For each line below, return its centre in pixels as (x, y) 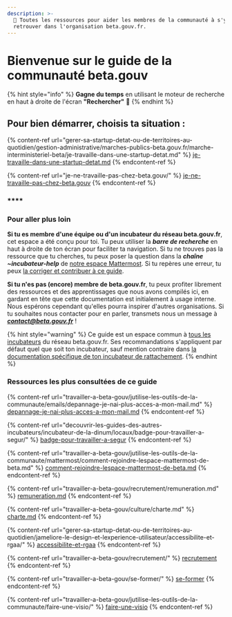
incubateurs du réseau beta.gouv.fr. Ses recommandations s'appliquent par (115, 342)
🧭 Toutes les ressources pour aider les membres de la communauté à (114, 20)
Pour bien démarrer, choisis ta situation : (96, 123)
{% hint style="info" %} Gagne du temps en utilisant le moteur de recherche (116, 95)
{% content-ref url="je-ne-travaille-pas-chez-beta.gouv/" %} (94, 175)
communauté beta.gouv (78, 75)
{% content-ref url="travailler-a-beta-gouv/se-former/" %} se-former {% (111, 578)
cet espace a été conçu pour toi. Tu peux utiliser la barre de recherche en (113, 242)
